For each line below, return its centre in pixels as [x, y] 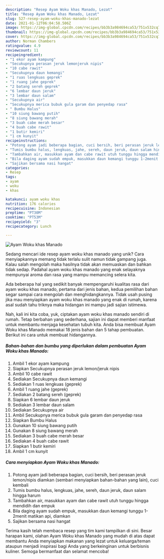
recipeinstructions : [27, 141]
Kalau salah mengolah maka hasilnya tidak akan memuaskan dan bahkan [79, 264]
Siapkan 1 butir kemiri [34, 446]
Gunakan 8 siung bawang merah [45, 431]
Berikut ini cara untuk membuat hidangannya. [51, 335]
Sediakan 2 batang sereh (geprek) [47, 394]
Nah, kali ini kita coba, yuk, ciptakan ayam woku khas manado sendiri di [78, 314]
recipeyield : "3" [23, 222]
